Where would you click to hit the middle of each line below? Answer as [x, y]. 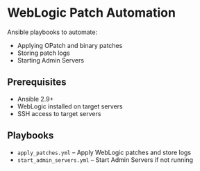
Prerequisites [37, 82]
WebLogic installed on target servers [70, 106]
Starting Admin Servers [51, 60]
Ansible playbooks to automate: [52, 32]
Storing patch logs [44, 53]
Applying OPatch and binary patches [70, 45]
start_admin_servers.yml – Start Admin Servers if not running [105, 160]
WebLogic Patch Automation [91, 13]
